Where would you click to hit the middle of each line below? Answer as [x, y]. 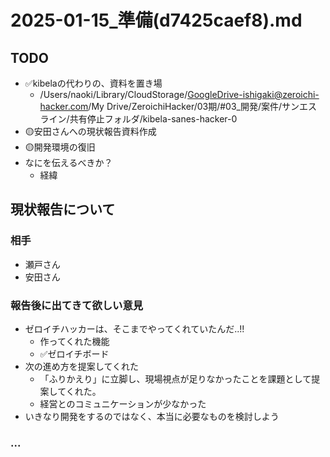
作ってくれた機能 [74, 341]
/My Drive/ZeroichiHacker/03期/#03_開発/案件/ [185, 106]
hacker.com [64, 106]
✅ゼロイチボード [74, 353]
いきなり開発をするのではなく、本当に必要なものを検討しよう [152, 416]
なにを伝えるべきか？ [68, 162]
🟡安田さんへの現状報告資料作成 [90, 131]
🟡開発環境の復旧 [60, 147]
